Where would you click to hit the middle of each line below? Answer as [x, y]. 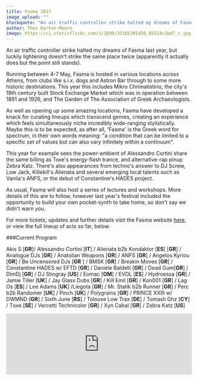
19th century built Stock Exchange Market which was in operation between [97, 93]
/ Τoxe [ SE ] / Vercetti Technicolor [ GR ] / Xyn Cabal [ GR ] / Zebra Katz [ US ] [96, 305]
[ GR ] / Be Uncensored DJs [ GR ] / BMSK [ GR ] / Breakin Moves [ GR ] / [90, 262]
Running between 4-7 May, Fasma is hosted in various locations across [93, 74]
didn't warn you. [26, 209]
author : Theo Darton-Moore [39, 28]
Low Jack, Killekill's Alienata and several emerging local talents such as [93, 172]
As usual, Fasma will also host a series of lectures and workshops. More [94, 190]
